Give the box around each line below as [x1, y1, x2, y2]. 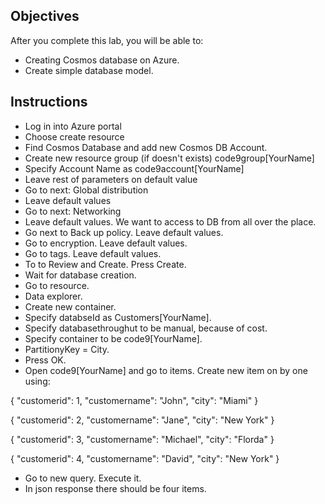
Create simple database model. [24, 64, 154, 76]
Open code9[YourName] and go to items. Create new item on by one [24, 364, 308, 376]
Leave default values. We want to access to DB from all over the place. [24, 215, 317, 228]
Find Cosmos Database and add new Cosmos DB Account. [24, 141, 268, 153]
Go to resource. [24, 279, 90, 291]
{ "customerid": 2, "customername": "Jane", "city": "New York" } [10, 414, 275, 426]
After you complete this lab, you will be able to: [10, 34, 204, 46]
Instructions [10, 94, 88, 111]
